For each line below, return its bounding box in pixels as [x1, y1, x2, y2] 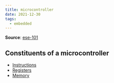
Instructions [12, 62, 37, 68]
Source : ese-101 [5, 35, 38, 41]
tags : [5, 16, 16, 21]
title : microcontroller [5, 7, 54, 12]
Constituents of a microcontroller [5, 49, 110, 57]
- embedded [9, 21, 32, 26]
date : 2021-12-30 [5, 12, 41, 17]
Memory [12, 73, 29, 79]
